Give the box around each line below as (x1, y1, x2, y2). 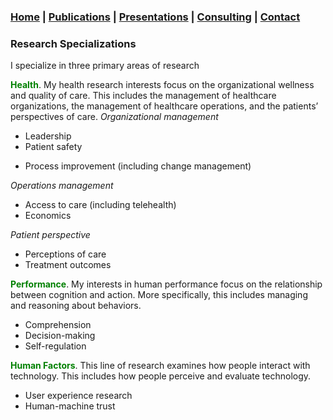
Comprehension (24, 319, 92, 331)
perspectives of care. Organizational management (10, 111, 219, 123)
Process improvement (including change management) (24, 160, 252, 172)
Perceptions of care (24, 248, 107, 260)
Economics (24, 210, 72, 222)
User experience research (24, 390, 133, 402)
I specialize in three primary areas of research (10, 60, 200, 72)
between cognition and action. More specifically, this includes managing (10, 289, 308, 301)
